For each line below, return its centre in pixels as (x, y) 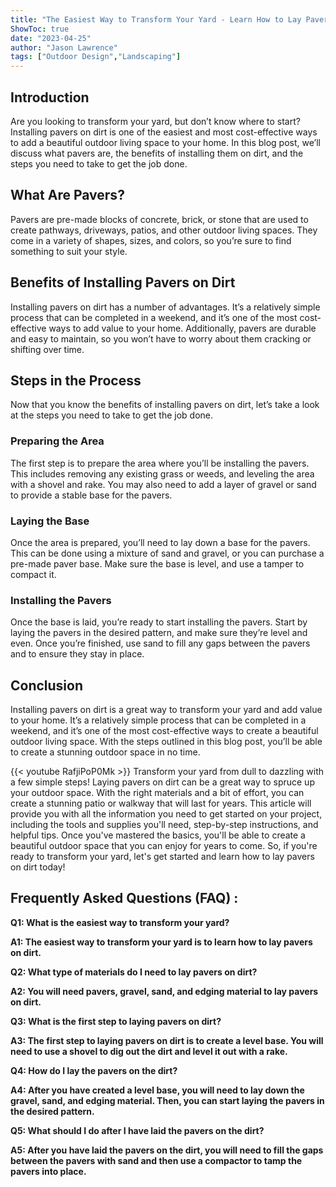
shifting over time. (47, 349)
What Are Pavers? (67, 195)
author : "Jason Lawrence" (64, 47)
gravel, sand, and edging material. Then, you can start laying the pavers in (167, 1100)
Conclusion (47, 685)
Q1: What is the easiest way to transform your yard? (120, 922)
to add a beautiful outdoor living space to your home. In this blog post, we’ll (165, 142)
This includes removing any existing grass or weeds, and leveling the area (162, 473)
